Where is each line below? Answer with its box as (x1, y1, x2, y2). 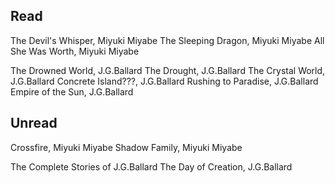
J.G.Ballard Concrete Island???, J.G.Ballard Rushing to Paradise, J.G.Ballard (10, 75, 319, 87)
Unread (10, 115, 58, 132)
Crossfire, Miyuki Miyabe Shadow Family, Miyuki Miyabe (10, 141, 243, 153)
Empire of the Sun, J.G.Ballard (10, 85, 134, 98)
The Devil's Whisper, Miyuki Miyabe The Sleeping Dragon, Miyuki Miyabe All (10, 34, 325, 46)
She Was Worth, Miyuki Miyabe (10, 45, 140, 57)
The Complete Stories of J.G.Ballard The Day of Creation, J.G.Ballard (10, 160, 293, 173)
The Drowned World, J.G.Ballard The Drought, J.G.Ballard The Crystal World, (10, 64, 326, 76)
